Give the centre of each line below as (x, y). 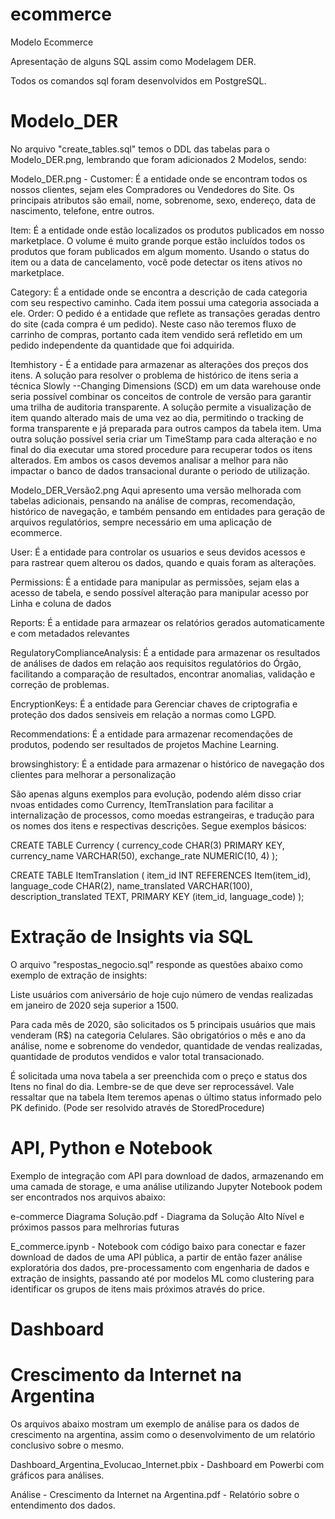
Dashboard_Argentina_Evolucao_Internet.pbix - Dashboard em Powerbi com (167, 1464)
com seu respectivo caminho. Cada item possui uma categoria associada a (165, 302)
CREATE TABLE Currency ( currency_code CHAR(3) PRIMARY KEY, (147, 845)
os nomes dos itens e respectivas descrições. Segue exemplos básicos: (158, 825)
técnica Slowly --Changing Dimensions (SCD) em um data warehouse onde (166, 385)
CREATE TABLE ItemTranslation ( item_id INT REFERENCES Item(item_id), (161, 875)
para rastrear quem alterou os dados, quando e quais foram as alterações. (163, 562)
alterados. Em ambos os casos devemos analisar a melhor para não (149, 460)
